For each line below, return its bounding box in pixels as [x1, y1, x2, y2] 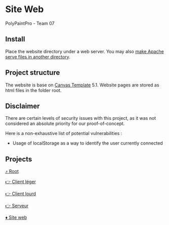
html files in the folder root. [5, 87, 62, 93]
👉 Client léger [5, 178, 36, 185]
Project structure [5, 68, 60, 77]
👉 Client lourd [5, 191, 36, 197]
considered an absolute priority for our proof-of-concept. [5, 120, 125, 127]
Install [5, 35, 25, 43]
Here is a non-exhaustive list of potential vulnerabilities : [5, 130, 122, 137]
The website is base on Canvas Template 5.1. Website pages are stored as [5, 82, 159, 88]
